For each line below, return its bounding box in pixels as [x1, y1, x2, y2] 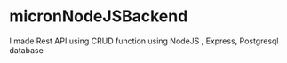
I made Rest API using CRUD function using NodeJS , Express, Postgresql [9, 35, 279, 46]
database [9, 44, 44, 55]
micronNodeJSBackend [9, 6, 188, 27]
